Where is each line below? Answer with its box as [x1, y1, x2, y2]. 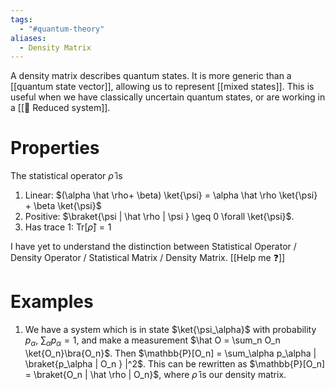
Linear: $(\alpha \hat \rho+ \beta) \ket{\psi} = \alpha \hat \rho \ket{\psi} [24, 189, 318, 201]
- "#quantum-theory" [19, 24, 105, 34]
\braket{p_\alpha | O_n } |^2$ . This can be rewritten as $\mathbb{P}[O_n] [24, 357, 326, 370]
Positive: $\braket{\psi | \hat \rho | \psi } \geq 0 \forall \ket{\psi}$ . [24, 211, 295, 223]
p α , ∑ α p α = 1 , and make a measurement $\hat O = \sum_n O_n [24, 334, 281, 348]
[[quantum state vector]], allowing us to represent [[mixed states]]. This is [10, 81, 315, 93]
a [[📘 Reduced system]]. [10, 102, 111, 114]
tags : [10, 14, 33, 25]
